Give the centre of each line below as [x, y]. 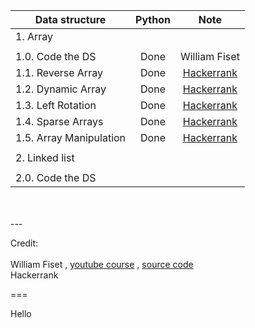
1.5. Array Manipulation [71, 137]
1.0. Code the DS [56, 56]
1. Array [34, 36]
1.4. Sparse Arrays [59, 121]
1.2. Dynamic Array [61, 89]
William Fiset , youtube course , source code [102, 264]
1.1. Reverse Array [59, 72]
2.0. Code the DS [56, 177]
